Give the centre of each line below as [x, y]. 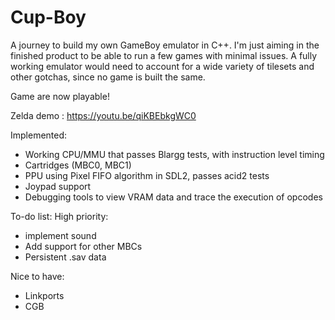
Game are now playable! [60, 96]
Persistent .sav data [65, 257]
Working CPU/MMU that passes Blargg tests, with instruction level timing [174, 154]
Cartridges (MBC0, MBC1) [78, 165]
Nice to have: [37, 276]
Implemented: [39, 135]
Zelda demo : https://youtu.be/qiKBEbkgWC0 [103, 115]
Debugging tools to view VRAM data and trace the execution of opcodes [173, 197]
